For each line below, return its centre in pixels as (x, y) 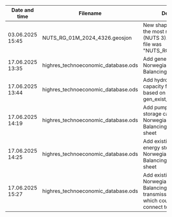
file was (153, 44)
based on (154, 93)
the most (154, 31)
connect (153, 207)
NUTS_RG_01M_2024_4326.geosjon (87, 38)
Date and (23, 10)
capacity (154, 86)
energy (152, 148)
